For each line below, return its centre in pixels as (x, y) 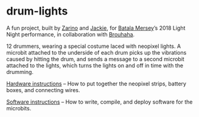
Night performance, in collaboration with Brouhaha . (71, 34)
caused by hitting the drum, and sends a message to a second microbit (95, 59)
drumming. (20, 72)
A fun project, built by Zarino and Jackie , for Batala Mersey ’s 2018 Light (96, 28)
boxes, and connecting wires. (43, 90)
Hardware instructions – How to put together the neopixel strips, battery (96, 84)
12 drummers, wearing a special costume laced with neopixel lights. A (94, 46)
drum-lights (37, 11)
